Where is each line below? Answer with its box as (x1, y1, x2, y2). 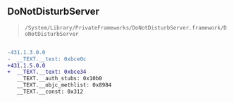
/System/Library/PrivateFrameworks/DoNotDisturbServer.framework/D (24, 24, 227, 31)
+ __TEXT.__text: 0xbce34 (7, 68, 87, 76)
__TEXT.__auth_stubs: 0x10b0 (16, 75, 102, 82)
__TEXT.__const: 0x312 (16, 88, 83, 96)
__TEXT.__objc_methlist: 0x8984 (16, 82, 112, 89)
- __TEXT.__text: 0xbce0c (7, 56, 87, 63)
